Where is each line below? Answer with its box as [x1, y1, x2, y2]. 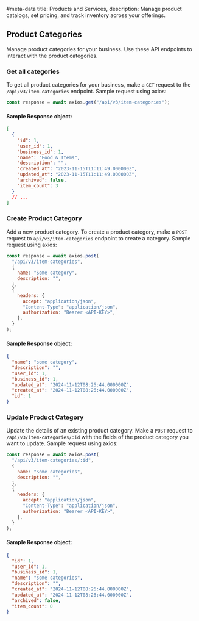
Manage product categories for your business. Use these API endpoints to [6, 45, 193, 52]
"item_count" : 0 [12, 603, 53, 609]
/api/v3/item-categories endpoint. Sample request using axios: [6, 88, 167, 95]
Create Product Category [6, 214, 82, 223]
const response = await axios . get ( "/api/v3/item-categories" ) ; [6, 99, 170, 106]
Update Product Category [6, 413, 84, 422]
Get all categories [6, 67, 60, 76]
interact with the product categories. [6, 52, 98, 59]
